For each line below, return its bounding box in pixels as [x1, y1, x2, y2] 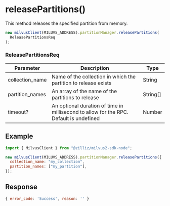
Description [80, 64, 110, 71]
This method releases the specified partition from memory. [5, 20, 128, 26]
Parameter [14, 64, 40, 71]
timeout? [8, 108, 29, 115]
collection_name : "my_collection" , [10, 159, 85, 164]
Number [143, 108, 162, 115]
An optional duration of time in [51, 102, 123, 109]
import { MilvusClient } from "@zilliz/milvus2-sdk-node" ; [5, 145, 133, 150]
